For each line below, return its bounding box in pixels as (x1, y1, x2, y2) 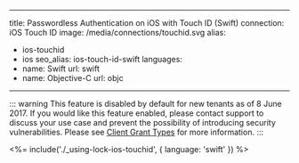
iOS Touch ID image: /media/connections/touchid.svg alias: (9, 28, 227, 37)
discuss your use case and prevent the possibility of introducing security (9, 118, 276, 127)
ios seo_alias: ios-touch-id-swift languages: (21, 54, 182, 64)
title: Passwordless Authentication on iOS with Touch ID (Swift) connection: (9, 18, 285, 28)
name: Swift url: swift (21, 63, 101, 74)
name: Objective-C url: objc (21, 73, 124, 83)
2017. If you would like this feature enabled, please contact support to (9, 108, 264, 118)
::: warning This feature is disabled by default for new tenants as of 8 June (9, 99, 282, 109)
